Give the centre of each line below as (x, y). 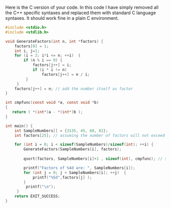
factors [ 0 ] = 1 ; (32, 46)
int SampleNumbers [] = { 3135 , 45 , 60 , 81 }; (61, 131)
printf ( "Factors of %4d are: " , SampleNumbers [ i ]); (80, 168)
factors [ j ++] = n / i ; (66, 74)
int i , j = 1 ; (27, 51)
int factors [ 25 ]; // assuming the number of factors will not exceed (90, 135)
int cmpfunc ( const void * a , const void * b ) (52, 103)
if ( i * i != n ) (50, 70)
